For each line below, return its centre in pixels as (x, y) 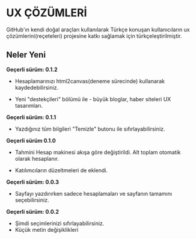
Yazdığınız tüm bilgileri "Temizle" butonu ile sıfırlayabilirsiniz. (90, 129)
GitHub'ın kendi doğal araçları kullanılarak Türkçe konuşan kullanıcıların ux (98, 29)
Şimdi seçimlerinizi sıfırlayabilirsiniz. (60, 223)
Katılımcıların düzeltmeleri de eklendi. (61, 170)
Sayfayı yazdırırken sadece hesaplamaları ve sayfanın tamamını (93, 193)
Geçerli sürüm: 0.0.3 (32, 182)
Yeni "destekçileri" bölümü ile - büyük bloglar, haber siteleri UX (93, 99)
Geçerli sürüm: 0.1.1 (31, 117)
